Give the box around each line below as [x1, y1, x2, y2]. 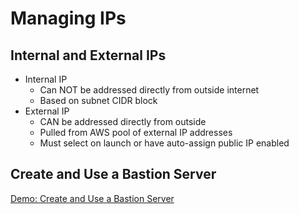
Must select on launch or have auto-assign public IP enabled [39, 137, 290, 149]
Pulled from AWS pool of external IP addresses [39, 127, 233, 138]
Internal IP [24, 73, 68, 85]
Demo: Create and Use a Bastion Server [10, 192, 175, 204]
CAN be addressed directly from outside [39, 116, 207, 127]
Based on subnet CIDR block [39, 95, 158, 106]
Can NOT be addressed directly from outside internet [39, 84, 260, 96]
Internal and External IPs [10, 47, 167, 64]
